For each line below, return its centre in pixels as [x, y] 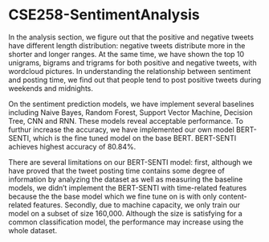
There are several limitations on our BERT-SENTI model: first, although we [130, 162]
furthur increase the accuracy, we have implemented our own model [121, 129]
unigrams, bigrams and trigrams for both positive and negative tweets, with [132, 63]
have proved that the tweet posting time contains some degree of [116, 170]
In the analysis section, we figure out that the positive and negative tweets [131, 37]
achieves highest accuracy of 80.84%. [72, 146]
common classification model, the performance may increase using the [126, 222]
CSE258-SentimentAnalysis [104, 15]
